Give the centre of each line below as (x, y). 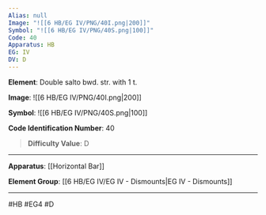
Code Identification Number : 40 (61, 128)
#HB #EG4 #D (31, 204)
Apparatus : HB (32, 45)
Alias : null (28, 15)
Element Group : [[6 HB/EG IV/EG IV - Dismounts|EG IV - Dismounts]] (120, 181)
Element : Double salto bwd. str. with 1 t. (73, 82)
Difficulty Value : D (58, 143)
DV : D (17, 60)
